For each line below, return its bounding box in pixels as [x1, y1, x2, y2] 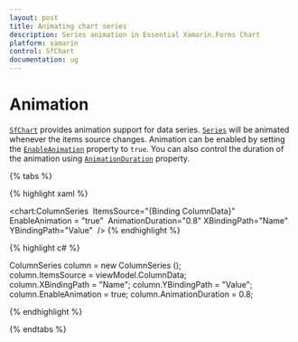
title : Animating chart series [9, 22, 127, 31]
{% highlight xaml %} [9, 187, 88, 199]
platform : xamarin [9, 38, 79, 48]
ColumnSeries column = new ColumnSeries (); [9, 260, 182, 271]
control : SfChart [9, 47, 75, 56]
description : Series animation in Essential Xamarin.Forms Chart [9, 30, 260, 39]
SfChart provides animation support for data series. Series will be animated [9, 124, 290, 135]
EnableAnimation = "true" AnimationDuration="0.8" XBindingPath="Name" [9, 214, 289, 226]
